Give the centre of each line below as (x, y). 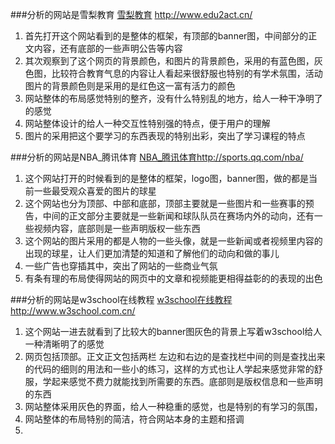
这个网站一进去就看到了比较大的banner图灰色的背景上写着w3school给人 (173, 331)
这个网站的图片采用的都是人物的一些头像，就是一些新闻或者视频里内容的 (173, 241)
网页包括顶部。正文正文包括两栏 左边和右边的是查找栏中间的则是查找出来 (175, 356)
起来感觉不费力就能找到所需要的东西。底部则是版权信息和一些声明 (187, 381)
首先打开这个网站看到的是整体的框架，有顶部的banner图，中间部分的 (166, 36)
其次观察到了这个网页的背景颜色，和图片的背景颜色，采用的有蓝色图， (169, 61)
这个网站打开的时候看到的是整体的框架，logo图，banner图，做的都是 (167, 178)
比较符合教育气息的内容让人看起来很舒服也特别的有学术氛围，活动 (187, 73)
